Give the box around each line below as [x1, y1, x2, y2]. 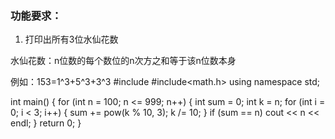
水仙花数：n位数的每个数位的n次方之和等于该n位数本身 [10, 55, 237, 67]
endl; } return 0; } [10, 117, 82, 129]
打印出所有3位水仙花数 [24, 33, 119, 46]
